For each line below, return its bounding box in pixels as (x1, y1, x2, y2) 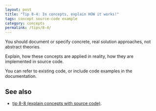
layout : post (5, 7, 32, 12)
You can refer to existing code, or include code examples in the (5, 68, 133, 74)
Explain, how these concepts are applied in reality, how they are (5, 53, 134, 59)
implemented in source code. (5, 59, 64, 65)
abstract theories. (5, 44, 41, 50)
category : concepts (5, 21, 45, 26)
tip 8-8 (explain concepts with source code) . (12, 100, 102, 106)
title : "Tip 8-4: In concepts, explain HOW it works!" (5, 12, 119, 17)
